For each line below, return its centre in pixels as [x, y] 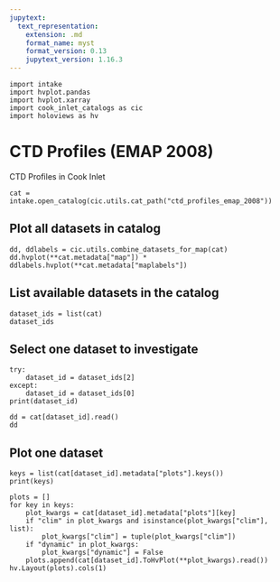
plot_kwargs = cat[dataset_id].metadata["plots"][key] [131, 513]
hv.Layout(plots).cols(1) [58, 568]
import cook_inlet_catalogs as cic [76, 108]
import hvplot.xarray [50, 100]
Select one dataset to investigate [104, 349]
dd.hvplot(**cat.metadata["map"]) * [78, 257]
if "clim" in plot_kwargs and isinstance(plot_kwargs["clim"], [147, 521]
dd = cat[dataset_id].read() [64, 417]
